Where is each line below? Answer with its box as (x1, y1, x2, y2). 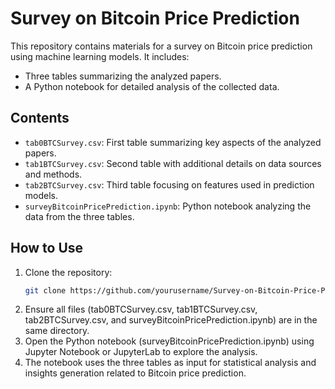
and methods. (24, 168, 83, 180)
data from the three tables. (24, 210, 135, 222)
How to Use (10, 240, 84, 257)
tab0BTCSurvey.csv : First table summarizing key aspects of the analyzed (24, 136, 322, 148)
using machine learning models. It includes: (10, 50, 190, 62)
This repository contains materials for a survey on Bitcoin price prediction (10, 40, 313, 52)
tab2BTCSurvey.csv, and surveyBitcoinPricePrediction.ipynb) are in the (24, 314, 318, 326)
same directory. (24, 325, 90, 337)
